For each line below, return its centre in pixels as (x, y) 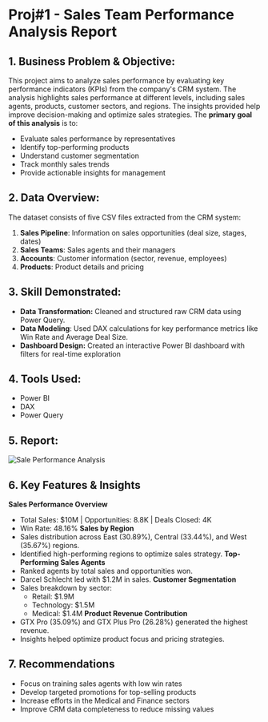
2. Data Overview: (54, 198)
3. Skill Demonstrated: (65, 292)
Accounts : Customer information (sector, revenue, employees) (123, 258)
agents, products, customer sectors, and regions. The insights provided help (134, 106)
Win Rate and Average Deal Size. (74, 337)
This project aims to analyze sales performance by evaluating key (116, 81)
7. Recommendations (62, 664)
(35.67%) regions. (50, 546)
